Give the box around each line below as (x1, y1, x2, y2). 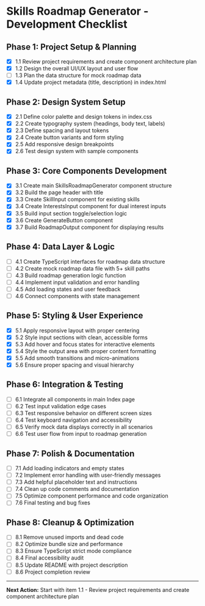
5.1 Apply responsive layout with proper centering (15, 326, 140, 334)
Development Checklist (6, 17, 128, 31)
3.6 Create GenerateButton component (15, 216, 113, 224)
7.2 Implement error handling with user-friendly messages (15, 471, 161, 479)
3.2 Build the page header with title (15, 189, 104, 196)
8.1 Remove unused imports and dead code (15, 534, 124, 541)
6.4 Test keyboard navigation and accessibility (15, 416, 132, 424)
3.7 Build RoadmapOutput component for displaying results (15, 223, 164, 231)
